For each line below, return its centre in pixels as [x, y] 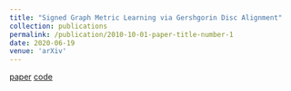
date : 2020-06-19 [42, 43]
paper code [31, 77]
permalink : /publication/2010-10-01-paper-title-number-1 [121, 34]
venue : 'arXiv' [38, 51]
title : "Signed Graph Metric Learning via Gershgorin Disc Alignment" [146, 18]
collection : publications [58, 26]
